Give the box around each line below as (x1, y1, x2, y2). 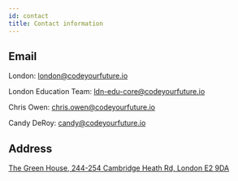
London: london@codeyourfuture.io (8, 71, 128, 81)
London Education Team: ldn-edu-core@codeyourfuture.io (8, 87, 206, 97)
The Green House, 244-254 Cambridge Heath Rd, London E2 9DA (8, 163, 230, 173)
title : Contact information (8, 19, 104, 28)
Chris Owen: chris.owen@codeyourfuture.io (8, 102, 156, 112)
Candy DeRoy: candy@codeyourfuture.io (8, 119, 146, 128)
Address (8, 141, 53, 155)
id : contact (8, 11, 49, 20)
